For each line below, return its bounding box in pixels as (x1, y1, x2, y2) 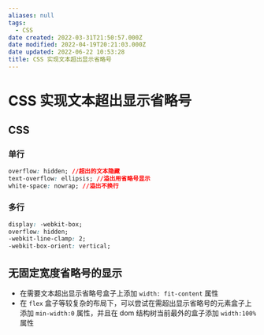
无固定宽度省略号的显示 (8, 266, 122, 280)
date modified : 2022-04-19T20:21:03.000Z (8, 41, 147, 49)
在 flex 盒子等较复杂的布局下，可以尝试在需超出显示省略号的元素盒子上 (19, 298, 252, 307)
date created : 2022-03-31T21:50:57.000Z (8, 33, 143, 42)
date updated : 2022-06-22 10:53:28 (8, 48, 125, 56)
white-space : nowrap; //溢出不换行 (8, 182, 120, 190)
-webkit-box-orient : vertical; (8, 242, 111, 251)
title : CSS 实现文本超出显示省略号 (8, 56, 112, 64)
